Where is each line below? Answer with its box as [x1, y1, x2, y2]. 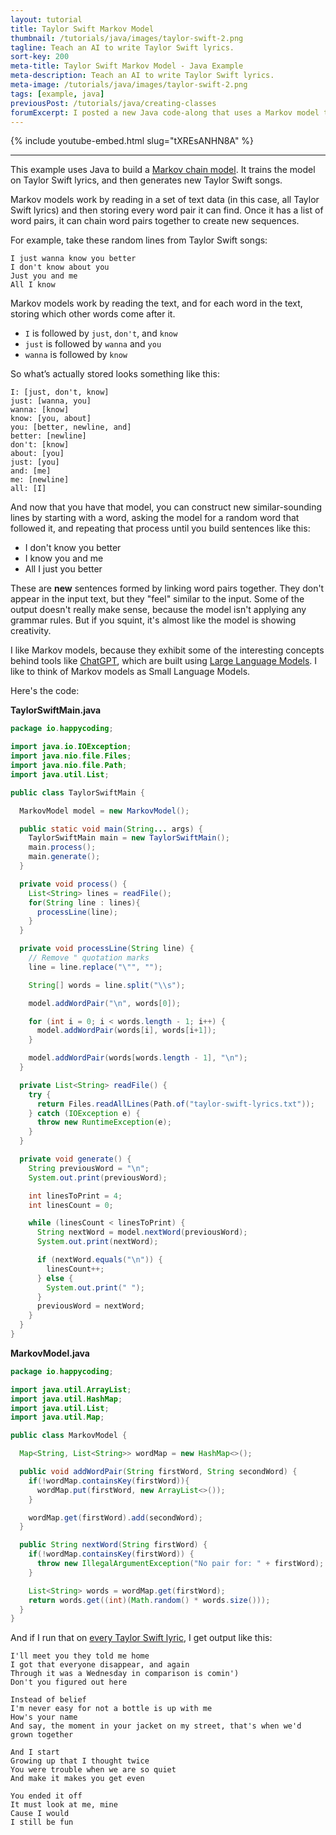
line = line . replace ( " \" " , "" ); [28, 962, 163, 972]
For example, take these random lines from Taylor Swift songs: [10, 234, 268, 246]
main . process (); [28, 842, 97, 853]
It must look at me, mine [10, 1800, 118, 1810]
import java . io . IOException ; [10, 742, 132, 752]
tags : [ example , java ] [10, 89, 105, 99]
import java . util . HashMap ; [10, 1394, 123, 1404]
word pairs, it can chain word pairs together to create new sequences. [10, 215, 300, 227]
